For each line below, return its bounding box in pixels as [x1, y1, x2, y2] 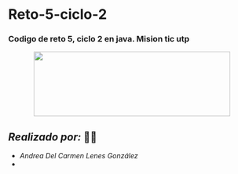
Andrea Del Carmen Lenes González [19, 151, 139, 161]
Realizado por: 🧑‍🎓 [8, 130, 97, 143]
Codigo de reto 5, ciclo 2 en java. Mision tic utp [8, 34, 190, 45]
